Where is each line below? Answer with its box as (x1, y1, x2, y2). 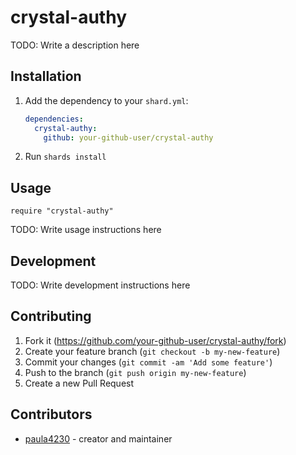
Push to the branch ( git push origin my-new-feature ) (24, 366, 247, 378)
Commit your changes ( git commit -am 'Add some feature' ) (24, 356, 273, 368)
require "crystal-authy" (10, 206, 114, 216)
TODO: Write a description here (10, 39, 140, 51)
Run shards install (24, 151, 107, 163)
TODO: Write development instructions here (10, 279, 191, 291)
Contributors (10, 406, 93, 423)
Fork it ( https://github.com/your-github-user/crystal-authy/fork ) (24, 334, 287, 346)
